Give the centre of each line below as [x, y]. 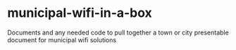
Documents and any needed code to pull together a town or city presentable [118, 32]
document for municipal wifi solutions [62, 39]
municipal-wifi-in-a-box [80, 13]
